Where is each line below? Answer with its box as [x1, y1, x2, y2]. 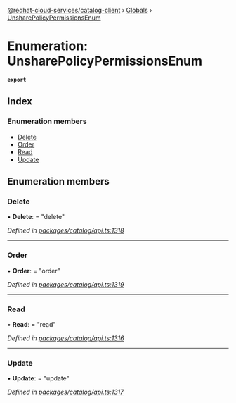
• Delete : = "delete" [7, 213, 65, 221]
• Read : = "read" [7, 320, 56, 328]
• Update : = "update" [7, 374, 70, 383]
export [7, 76, 27, 83]
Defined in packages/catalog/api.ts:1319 [7, 280, 124, 288]
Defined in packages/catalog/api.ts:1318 [7, 226, 124, 235]
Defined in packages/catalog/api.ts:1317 [7, 387, 124, 397]
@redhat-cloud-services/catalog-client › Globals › [7, 6, 152, 14]
